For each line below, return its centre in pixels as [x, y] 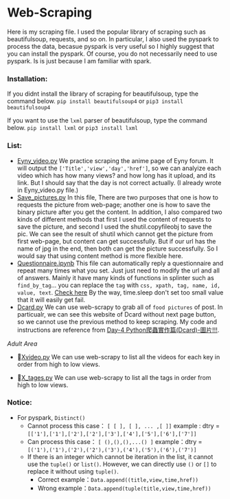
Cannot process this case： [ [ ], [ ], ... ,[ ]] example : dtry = [123, 425]
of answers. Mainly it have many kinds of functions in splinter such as [115, 277]
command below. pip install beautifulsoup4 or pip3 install [95, 101]
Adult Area [22, 343]
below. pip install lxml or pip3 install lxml [73, 128]
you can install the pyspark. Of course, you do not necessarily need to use [112, 54]
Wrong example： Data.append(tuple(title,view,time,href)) [124, 488]
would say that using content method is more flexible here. [100, 255]
